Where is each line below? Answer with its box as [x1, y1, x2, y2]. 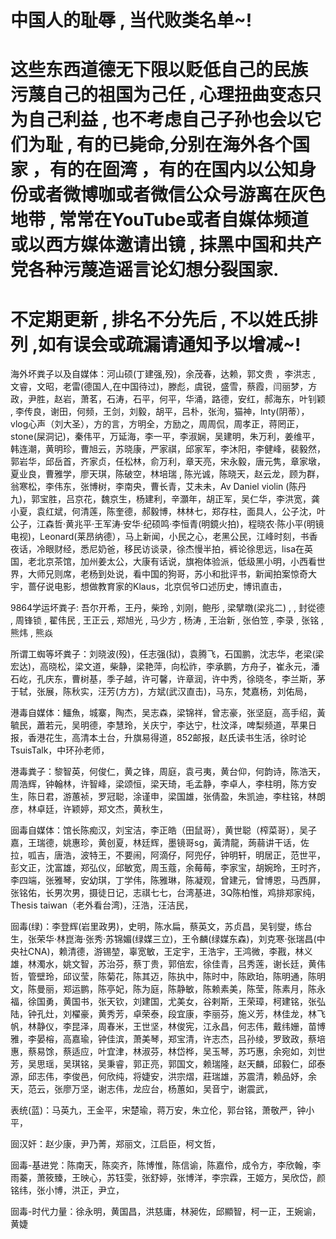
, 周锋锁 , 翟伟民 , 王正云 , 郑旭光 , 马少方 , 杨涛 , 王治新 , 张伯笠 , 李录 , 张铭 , [10, 614, 325, 626]
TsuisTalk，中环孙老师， [10, 744, 110, 756]
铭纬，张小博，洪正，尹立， [10, 1184, 125, 1196]
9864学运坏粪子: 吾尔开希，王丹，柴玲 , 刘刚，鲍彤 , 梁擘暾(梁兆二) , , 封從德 [10, 602, 325, 614]
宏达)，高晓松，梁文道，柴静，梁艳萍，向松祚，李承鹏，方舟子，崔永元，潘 [10, 661, 321, 673]
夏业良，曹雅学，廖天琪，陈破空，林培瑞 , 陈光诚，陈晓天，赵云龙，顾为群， [10, 468, 325, 480]
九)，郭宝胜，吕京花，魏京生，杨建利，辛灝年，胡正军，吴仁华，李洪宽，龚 [10, 493, 321, 505]
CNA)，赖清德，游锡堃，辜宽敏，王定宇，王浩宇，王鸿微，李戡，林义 [27, 946, 313, 958]
